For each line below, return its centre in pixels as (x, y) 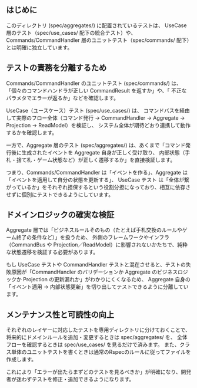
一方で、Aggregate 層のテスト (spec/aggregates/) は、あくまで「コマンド (96, 145)
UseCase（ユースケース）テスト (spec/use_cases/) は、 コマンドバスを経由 (98, 110)
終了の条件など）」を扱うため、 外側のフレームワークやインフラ (93, 238)
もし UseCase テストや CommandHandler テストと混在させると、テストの (96, 265)
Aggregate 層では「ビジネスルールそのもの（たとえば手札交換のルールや (94, 230)
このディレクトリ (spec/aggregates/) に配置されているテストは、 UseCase (96, 25)
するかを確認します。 (32, 132)
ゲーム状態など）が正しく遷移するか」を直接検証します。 (106, 160)
